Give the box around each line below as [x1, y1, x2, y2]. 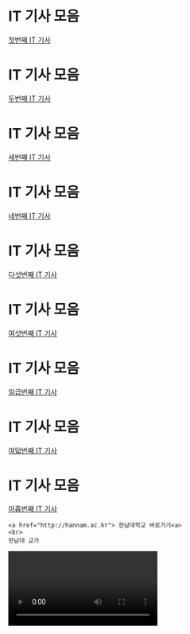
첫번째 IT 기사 [8, 35, 52, 45]
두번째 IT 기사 [8, 93, 52, 103]
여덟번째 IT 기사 [8, 445, 57, 455]
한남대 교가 [8, 537, 40, 545]
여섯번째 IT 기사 [8, 328, 57, 338]
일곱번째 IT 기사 [8, 387, 57, 396]
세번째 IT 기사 [8, 152, 52, 161]
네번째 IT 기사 [8, 211, 52, 220]
